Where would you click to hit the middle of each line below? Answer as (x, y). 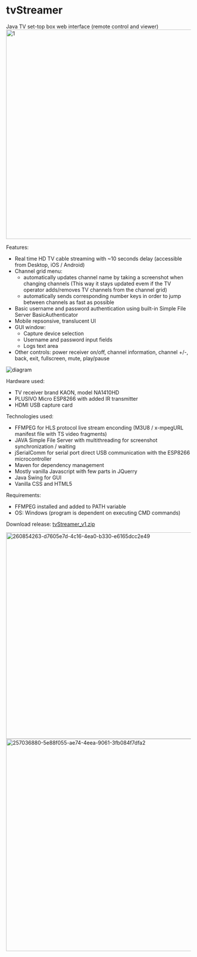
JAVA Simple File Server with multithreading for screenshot (86, 440)
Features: (18, 247)
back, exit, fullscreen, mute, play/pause (62, 358)
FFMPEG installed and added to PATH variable (70, 506)
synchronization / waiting (45, 446)
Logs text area (41, 346)
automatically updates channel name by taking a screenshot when (103, 277)
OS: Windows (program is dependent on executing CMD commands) (97, 513)
